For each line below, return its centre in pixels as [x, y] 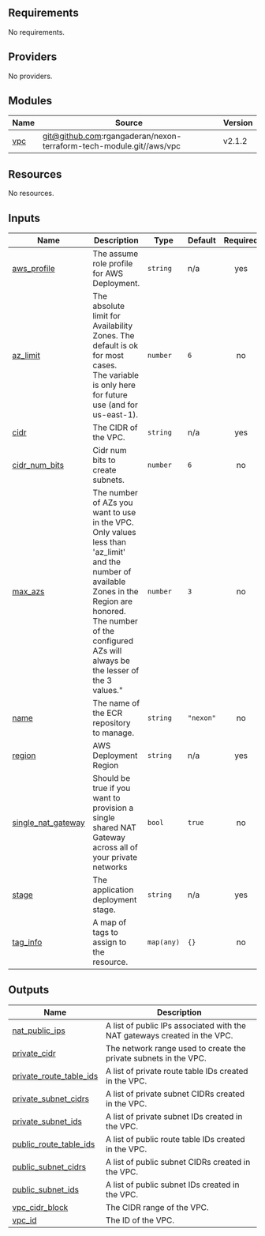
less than [109, 542]
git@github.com [72, 136]
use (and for [115, 405]
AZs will [107, 651]
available [109, 582]
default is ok [116, 345]
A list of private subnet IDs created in [174, 1116]
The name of [116, 703]
